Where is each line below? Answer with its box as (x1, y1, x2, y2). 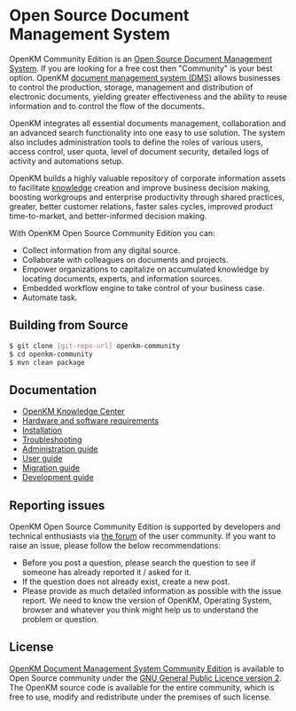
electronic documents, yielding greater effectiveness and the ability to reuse (9, 91, 288, 102)
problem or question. (21, 614, 99, 624)
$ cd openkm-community (9, 350, 93, 359)
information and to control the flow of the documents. (9, 100, 205, 111)
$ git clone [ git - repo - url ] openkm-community (9, 341, 180, 351)
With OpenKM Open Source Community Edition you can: (9, 227, 215, 238)
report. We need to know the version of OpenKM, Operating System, (21, 596, 272, 605)
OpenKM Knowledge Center (21, 406, 126, 417)
